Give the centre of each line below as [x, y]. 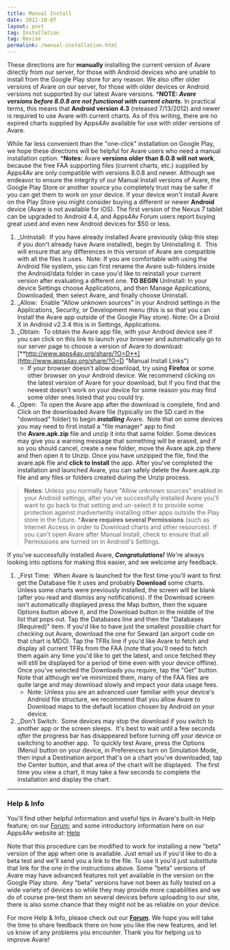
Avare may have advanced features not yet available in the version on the [111, 875]
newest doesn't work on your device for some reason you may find [122, 390]
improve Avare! [28, 940]
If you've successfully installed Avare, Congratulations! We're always [106, 555]
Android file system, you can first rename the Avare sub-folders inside [116, 266]
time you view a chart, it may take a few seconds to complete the [108, 772]
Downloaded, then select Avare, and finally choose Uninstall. [102, 295]
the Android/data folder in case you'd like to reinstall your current [109, 273]
